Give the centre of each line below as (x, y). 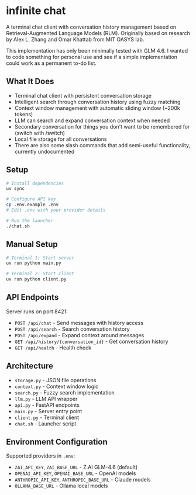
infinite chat (36, 11)
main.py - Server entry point (48, 411)
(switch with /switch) (40, 133)
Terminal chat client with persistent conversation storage (83, 95)
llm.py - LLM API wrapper (46, 399)
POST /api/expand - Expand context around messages (79, 335)
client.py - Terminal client (47, 417)
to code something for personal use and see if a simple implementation (92, 57)
